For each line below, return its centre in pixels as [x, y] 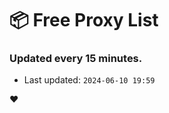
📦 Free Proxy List [84, 20]
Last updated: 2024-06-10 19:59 [89, 80]
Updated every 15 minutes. [76, 59]
